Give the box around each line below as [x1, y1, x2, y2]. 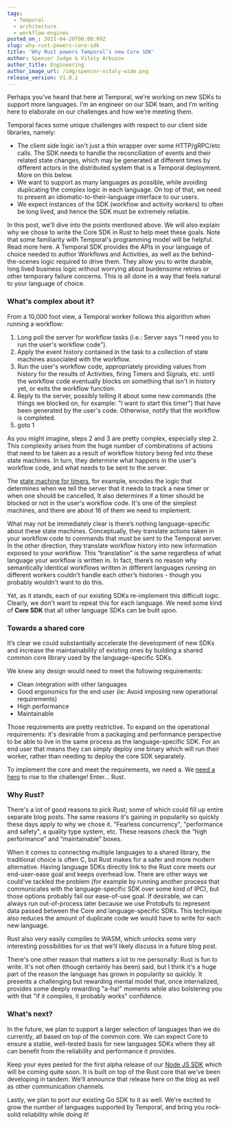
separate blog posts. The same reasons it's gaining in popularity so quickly [7, 813, 220, 821]
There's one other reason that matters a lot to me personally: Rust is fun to [7, 956, 218, 964]
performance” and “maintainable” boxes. [7, 835, 122, 843]
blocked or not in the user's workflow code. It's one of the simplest [7, 499, 197, 507]
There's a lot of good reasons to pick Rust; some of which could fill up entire [7, 805, 224, 814]
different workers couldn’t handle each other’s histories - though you [7, 570, 202, 579]
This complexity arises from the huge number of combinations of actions [7, 442, 214, 450]
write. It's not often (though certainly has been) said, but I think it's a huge [7, 962, 217, 971]
